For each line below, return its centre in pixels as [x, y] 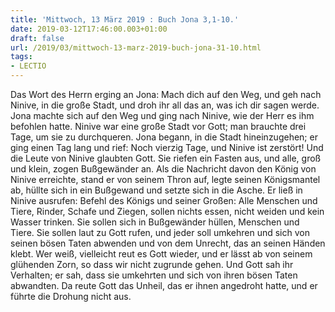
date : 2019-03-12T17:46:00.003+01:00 [89, 29]
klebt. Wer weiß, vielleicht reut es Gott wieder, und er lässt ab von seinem [161, 254]
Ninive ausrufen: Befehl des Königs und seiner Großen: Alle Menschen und [164, 200]
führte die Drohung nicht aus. [71, 296]
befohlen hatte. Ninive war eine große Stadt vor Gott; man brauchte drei [158, 126]
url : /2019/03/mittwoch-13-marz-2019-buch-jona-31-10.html [136, 47]
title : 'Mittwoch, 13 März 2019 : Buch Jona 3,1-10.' [125, 19]
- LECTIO [28, 66]
